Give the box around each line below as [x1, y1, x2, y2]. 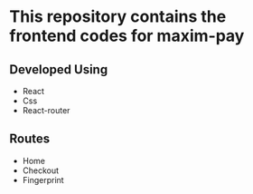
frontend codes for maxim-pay [9, 25, 245, 46]
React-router [22, 105, 70, 115]
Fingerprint [22, 174, 65, 185]
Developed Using [9, 62, 108, 77]
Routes [9, 131, 51, 147]
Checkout [22, 165, 60, 176]
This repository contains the [9, 6, 227, 27]
